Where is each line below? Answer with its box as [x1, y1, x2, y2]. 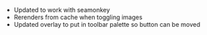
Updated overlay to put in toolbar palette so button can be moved [13, 21, 201, 28]
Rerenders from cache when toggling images [13, 13, 143, 21]
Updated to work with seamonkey [13, 6, 111, 14]
